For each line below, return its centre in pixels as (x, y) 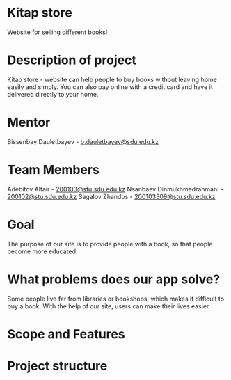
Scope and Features (66, 334)
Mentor (29, 122)
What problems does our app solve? (114, 279)
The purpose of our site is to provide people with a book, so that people (110, 244)
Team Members (53, 170)
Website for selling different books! (57, 32)
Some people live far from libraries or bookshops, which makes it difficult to (116, 299)
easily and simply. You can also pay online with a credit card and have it (110, 87)
